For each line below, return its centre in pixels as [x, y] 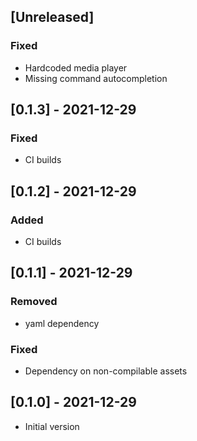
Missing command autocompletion [96, 78]
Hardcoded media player [76, 67]
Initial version [52, 426]
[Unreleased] [52, 17]
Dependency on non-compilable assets [106, 371]
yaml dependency [62, 323]
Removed [34, 302]
